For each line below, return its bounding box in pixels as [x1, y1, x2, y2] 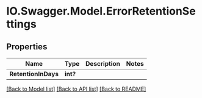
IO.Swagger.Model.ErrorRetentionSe [6, 4, 197, 18]
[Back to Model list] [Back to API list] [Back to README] [6, 85, 146, 93]
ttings [6, 17, 37, 31]
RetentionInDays [9, 70, 59, 78]
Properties [6, 41, 48, 52]
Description [85, 60, 120, 68]
